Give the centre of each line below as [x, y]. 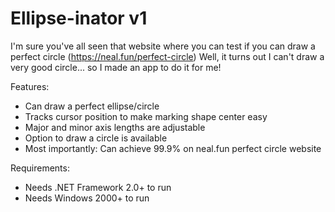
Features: [30, 86]
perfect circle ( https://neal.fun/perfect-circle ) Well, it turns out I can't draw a [167, 56]
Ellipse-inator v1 [79, 18]
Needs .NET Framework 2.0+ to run [98, 187]
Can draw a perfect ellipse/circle [92, 106]
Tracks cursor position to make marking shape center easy [146, 116]
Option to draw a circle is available [96, 138]
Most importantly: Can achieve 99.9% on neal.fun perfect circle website [173, 148]
